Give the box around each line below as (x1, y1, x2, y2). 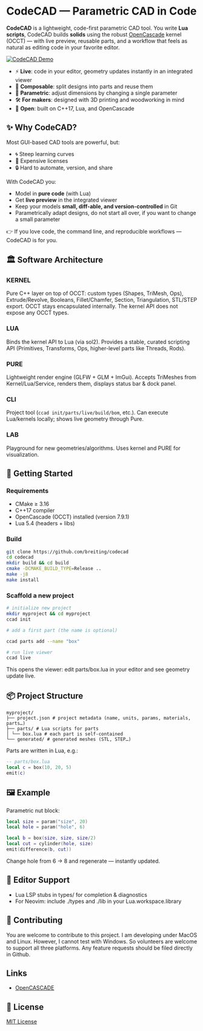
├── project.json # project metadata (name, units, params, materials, (6, 715, 191, 721)
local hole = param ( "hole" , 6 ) (6, 824, 85, 830)
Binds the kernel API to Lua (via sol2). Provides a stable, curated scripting (6, 338, 190, 345)
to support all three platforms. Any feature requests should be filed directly (6, 944, 193, 951)
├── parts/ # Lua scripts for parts (6, 726, 99, 732)
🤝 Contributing (6, 915, 63, 925)
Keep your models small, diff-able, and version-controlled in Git (15, 202, 178, 210)
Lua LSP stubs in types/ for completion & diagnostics (15, 891, 147, 898)
